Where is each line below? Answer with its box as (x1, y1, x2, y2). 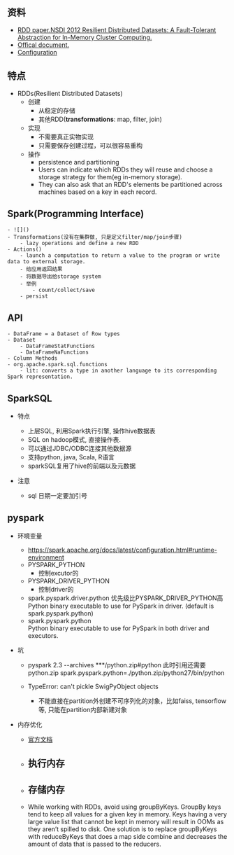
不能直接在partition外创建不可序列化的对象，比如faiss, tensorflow (38, 696, 227, 705)
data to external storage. (7, 258, 86, 265)
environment (27, 552, 65, 562)
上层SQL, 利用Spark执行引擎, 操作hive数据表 (27, 426, 156, 436)
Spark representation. (7, 373, 73, 380)
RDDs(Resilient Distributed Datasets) (17, 89, 124, 97)
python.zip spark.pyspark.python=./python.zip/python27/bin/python (27, 668, 225, 677)
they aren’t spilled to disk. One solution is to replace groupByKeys (27, 825, 217, 833)
